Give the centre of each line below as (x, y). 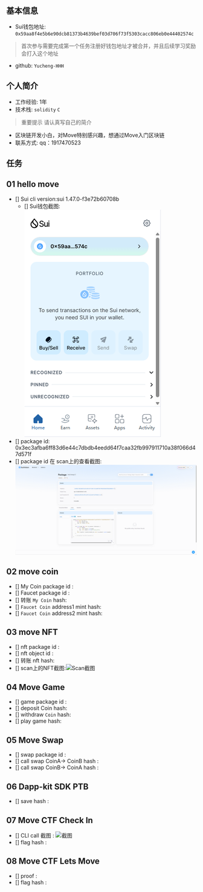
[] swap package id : (40, 755)
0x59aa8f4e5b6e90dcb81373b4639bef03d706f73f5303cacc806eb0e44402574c (105, 34)
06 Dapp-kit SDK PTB (47, 786)
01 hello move (33, 184)
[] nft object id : (34, 653)
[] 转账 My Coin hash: (41, 600)
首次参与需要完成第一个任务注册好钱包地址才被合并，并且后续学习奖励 (108, 46)
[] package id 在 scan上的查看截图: (58, 461)
